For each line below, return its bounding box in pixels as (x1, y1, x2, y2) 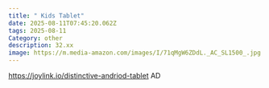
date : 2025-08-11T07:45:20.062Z (8, 19, 117, 27)
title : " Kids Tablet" (8, 11, 85, 20)
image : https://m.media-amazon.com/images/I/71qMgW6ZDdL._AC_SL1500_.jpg (8, 49, 262, 57)
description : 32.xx (8, 42, 74, 50)
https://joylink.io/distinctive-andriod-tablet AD (8, 71, 161, 80)
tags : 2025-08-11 (8, 26, 67, 34)
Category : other (8, 34, 63, 42)
